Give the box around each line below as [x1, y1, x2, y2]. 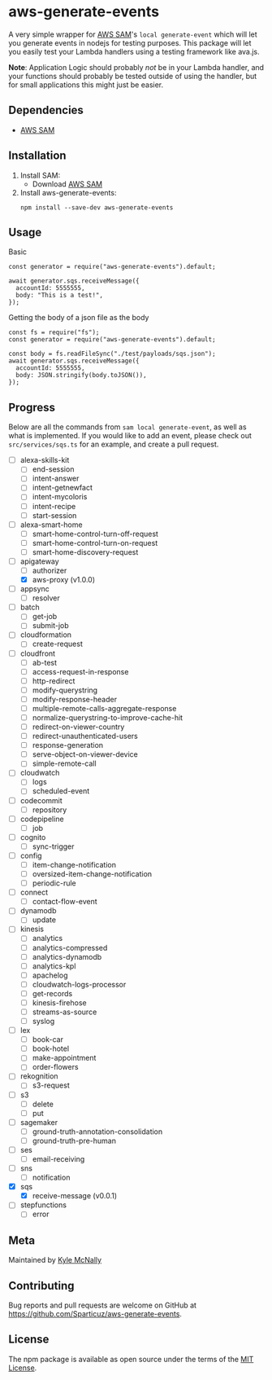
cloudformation [19, 630, 71, 639]
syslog [32, 1017, 55, 1026]
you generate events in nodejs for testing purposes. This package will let [8, 37, 252, 47]
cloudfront [19, 648, 55, 658]
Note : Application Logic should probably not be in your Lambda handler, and [8, 62, 265, 72]
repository [32, 805, 67, 815]
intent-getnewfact [32, 483, 93, 493]
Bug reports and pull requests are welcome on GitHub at [8, 1300, 197, 1310]
